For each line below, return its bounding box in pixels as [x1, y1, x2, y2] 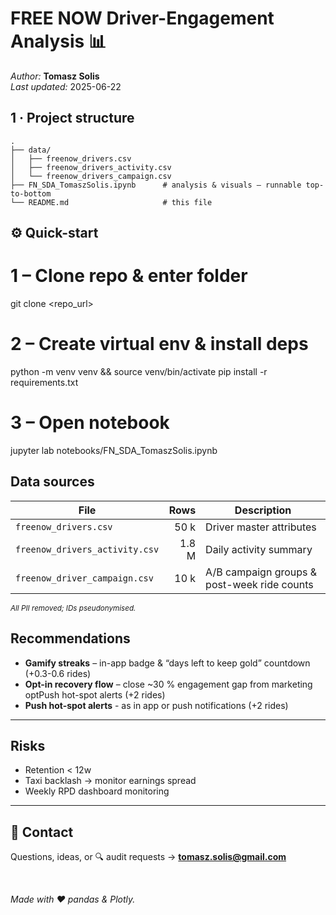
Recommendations [10, 630, 131, 647]
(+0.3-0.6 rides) [24, 667, 92, 679]
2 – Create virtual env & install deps [10, 333, 309, 356]
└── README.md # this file [10, 197, 213, 207]
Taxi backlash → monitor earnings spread [24, 775, 197, 787]
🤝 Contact [10, 823, 74, 841]
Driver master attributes [205, 520, 317, 534]
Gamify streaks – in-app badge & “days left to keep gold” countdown [24, 657, 311, 669]
